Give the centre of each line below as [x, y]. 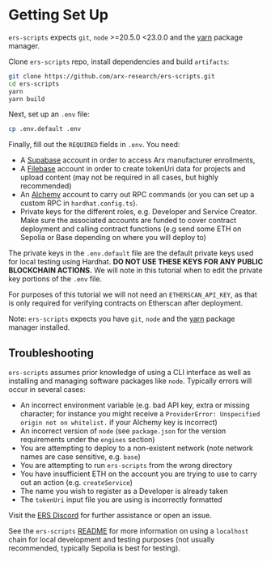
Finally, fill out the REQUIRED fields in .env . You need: [94, 145]
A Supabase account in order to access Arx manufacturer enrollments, [138, 160]
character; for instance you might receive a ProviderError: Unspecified [140, 414]
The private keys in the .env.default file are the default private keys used [131, 253]
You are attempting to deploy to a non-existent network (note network [136, 448]
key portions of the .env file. [55, 279]
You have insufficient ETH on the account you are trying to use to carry [138, 474]
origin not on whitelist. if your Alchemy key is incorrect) [119, 423]
